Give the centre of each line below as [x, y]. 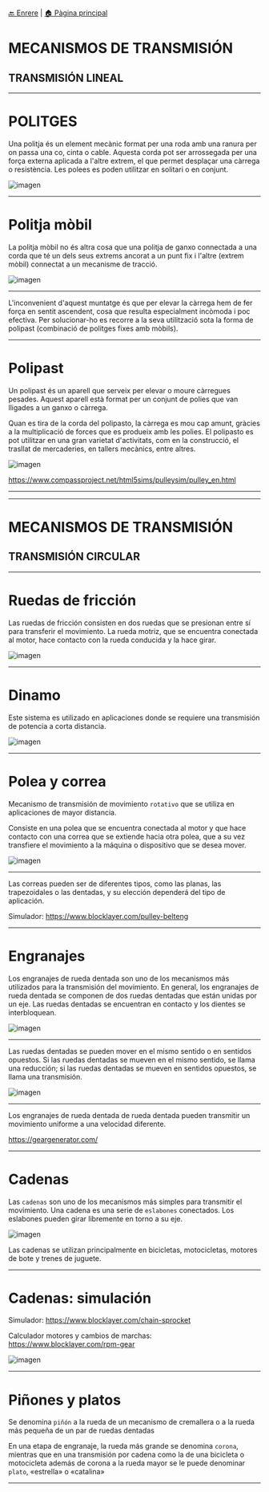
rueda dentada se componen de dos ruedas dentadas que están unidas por [133, 995]
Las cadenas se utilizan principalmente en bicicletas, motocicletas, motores [133, 1250]
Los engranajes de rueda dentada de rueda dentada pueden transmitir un [129, 1115]
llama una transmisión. [45, 1076]
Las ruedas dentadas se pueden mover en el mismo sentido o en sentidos [130, 1051]
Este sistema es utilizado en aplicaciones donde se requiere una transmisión [134, 718]
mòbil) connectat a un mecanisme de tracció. [83, 264]
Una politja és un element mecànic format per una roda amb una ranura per [133, 144]
